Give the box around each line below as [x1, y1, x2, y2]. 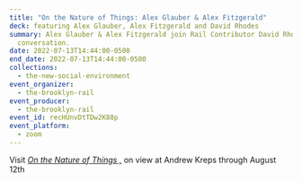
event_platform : [9, 122, 70, 131]
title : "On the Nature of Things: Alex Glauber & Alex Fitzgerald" [9, 13, 268, 22]
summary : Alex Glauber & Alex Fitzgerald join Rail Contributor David [9, 30, 280, 39]
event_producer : [9, 96, 70, 106]
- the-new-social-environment [17, 72, 130, 81]
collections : [9, 64, 58, 73]
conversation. [17, 38, 70, 48]
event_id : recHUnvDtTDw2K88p [9, 113, 119, 122]
